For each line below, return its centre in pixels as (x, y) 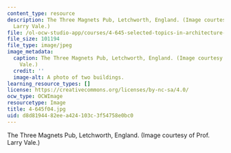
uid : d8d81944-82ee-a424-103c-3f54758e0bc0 (70, 115)
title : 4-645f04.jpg (37, 109)
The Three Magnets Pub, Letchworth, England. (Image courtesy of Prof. (109, 135)
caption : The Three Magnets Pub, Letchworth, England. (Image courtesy (118, 58)
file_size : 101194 (33, 39)
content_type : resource (41, 13)
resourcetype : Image (37, 103)
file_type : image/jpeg (40, 45)
